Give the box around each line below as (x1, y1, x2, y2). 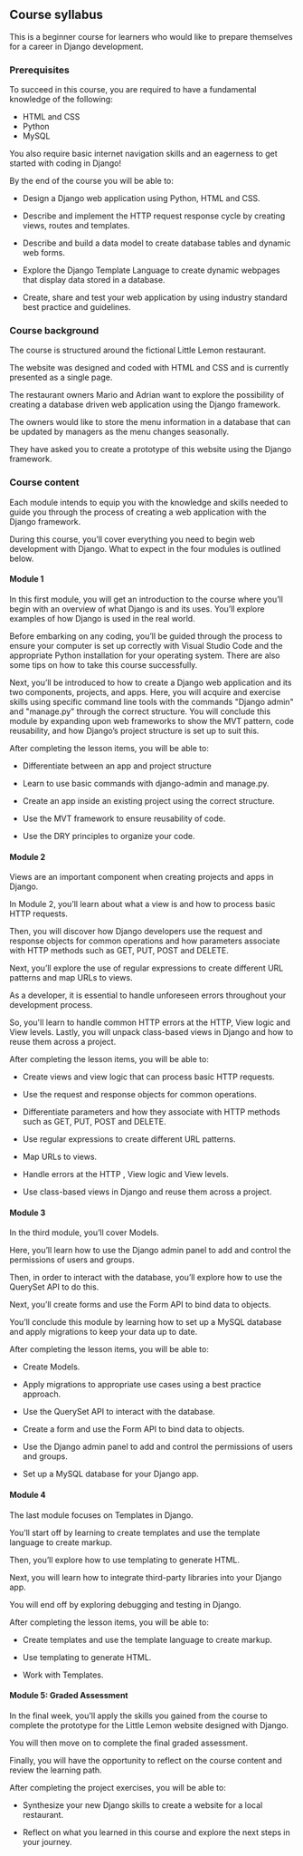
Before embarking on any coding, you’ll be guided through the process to (9, 630, 283, 642)
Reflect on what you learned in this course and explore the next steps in (22, 1826, 291, 1838)
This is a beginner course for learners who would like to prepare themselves (9, 31, 293, 42)
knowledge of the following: (9, 94, 113, 105)
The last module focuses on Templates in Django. (9, 1509, 194, 1521)
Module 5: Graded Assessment (9, 1690, 128, 1701)
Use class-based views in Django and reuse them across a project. (22, 1186, 272, 1197)
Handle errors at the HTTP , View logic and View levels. (22, 1169, 229, 1180)
